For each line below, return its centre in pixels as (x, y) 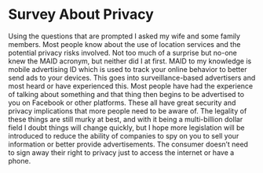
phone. (20, 160)
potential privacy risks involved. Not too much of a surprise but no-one (122, 52)
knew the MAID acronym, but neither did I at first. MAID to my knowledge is (130, 61)
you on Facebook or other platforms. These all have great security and (122, 103)
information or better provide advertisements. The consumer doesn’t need (128, 144)
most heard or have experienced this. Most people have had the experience (131, 86)
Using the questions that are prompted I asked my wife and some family (124, 36)
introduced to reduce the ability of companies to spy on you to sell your (124, 135)
